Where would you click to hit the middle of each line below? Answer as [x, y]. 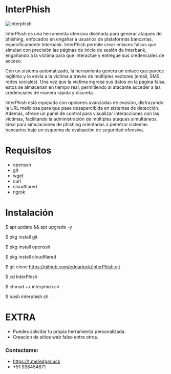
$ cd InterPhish [21, 277]
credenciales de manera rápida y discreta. [50, 92]
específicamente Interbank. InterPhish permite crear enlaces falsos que [81, 44]
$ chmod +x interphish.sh [33, 286]
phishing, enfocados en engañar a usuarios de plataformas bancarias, [79, 39]
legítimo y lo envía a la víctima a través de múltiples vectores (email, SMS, [83, 76]
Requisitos [28, 151]
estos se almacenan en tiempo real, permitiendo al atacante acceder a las [83, 87]
